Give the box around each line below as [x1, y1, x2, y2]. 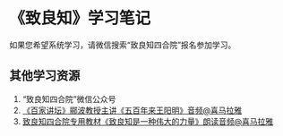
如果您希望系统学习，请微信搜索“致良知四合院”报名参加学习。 [9, 39, 236, 50]
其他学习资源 [9, 68, 81, 83]
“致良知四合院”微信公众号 [21, 93, 116, 104]
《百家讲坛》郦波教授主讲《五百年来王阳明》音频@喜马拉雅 [21, 105, 243, 115]
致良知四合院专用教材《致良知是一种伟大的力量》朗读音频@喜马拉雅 [21, 115, 274, 126]
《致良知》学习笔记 [9, 8, 151, 29]
